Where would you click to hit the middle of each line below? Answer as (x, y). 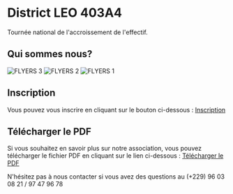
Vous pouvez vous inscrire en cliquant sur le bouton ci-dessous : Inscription (116, 110)
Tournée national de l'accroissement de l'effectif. (77, 32)
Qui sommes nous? (50, 54)
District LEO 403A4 (65, 13)
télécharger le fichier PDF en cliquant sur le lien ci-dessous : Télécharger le (115, 156)
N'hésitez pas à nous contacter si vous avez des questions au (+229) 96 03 (116, 177)
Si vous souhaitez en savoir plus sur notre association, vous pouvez (105, 149)
